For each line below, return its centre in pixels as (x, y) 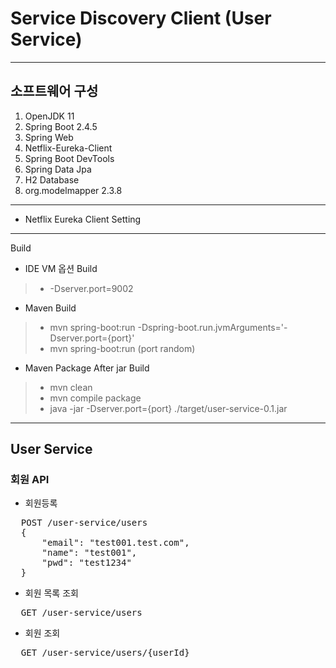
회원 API (30, 480)
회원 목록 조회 (51, 593)
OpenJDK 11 (49, 116)
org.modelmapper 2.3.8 (73, 190)
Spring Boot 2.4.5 (61, 126)
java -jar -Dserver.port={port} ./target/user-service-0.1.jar (168, 408)
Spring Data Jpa (58, 169)
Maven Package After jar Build (87, 368)
